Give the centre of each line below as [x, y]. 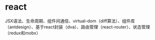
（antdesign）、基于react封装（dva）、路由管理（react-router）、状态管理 [77, 27]
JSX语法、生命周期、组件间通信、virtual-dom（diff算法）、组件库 [70, 21]
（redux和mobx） [23, 33]
